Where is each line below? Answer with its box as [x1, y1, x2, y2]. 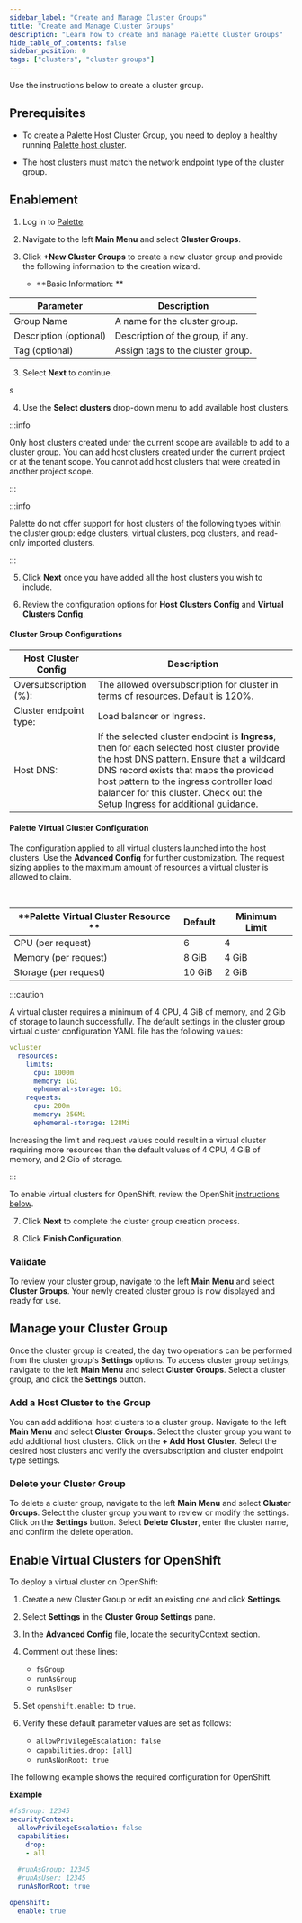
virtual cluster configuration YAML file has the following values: [9, 1025, 244, 1036]
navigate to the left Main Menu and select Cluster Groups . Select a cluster [9, 1364, 286, 1375]
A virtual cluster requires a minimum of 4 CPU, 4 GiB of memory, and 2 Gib [9, 1007, 286, 1017]
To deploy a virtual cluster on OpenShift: [9, 1576, 159, 1587]
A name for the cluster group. [114, 314, 239, 327]
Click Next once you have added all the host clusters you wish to [22, 572, 263, 582]
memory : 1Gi [32, 1077, 78, 1086]
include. [22, 582, 52, 592]
